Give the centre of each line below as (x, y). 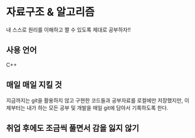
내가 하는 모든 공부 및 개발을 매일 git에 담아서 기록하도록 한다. (97, 108)
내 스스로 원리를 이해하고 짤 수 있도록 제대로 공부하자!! (68, 30)
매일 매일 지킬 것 (34, 85)
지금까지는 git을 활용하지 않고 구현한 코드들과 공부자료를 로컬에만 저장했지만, (95, 100)
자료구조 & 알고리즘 (50, 12)
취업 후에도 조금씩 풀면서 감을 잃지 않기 (73, 128)
